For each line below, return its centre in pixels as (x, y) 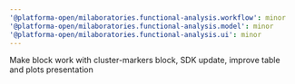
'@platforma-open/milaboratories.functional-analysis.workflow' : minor (147, 18)
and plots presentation (51, 70)
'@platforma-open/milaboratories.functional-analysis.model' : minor (142, 26)
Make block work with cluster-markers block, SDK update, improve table (145, 61)
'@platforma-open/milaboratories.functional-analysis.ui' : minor (135, 34)
